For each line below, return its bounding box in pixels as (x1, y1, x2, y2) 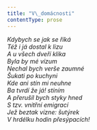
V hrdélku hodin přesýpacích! (7, 115, 90, 123)
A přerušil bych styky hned (7, 93, 83, 101)
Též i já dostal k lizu (7, 42, 63, 51)
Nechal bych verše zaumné (7, 64, 85, 73)
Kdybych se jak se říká (7, 35, 72, 43)
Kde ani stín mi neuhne (7, 79, 72, 87)
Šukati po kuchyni (7, 71, 58, 79)
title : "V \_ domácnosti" (7, 10, 75, 17)
